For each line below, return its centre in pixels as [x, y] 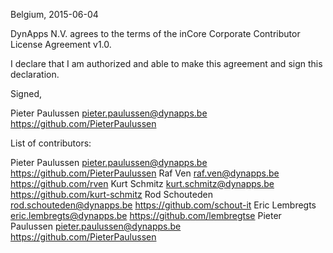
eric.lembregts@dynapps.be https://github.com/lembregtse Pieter [146, 215]
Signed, [26, 93]
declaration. [35, 74]
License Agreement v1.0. [61, 44]
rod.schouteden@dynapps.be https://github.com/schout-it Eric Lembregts [163, 205]
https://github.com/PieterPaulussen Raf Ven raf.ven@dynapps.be [145, 173]
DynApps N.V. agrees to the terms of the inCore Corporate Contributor [155, 33]
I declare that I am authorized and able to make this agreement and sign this [166, 63]
